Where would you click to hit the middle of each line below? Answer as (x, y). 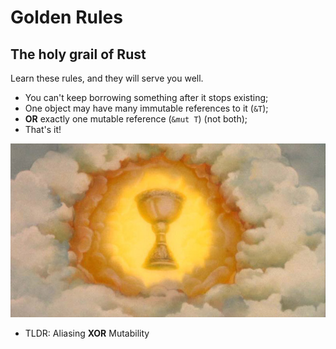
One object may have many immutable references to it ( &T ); (146, 108)
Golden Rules (66, 17)
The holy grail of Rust (78, 54)
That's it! (43, 129)
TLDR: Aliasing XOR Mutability (87, 333)
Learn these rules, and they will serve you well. (107, 78)
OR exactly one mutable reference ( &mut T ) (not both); (136, 119)
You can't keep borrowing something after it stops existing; (146, 97)
